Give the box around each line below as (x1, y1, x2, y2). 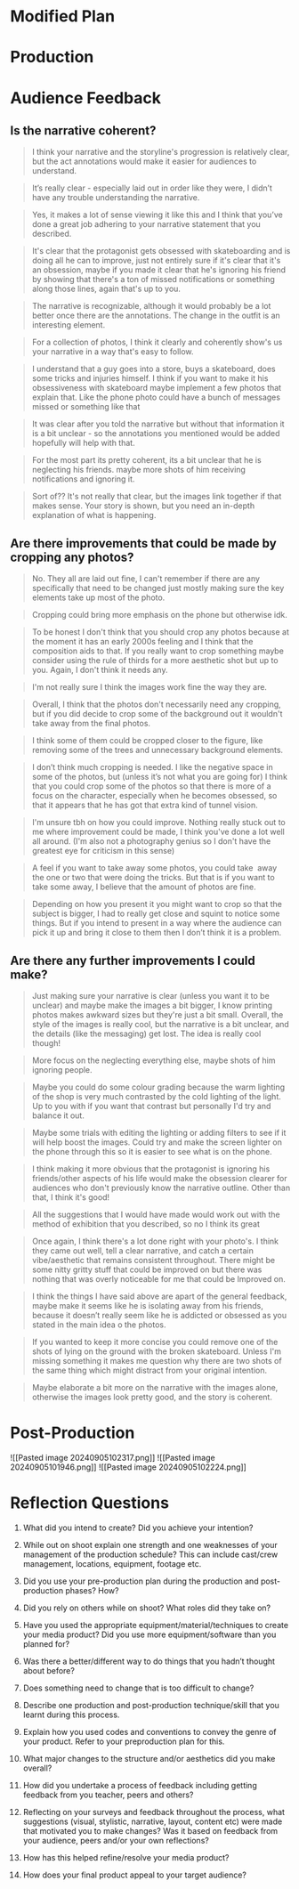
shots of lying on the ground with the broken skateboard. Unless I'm (31, 1346, 281, 1357)
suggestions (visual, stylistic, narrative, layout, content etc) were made (22, 1816, 283, 1827)
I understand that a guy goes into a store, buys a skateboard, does (31, 363, 276, 375)
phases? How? (65, 1585, 119, 1595)
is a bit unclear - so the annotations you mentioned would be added (31, 428, 280, 439)
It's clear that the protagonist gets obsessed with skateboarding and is (31, 246, 291, 256)
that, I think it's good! (31, 1192, 110, 1203)
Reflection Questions (10, 1493, 170, 1513)
